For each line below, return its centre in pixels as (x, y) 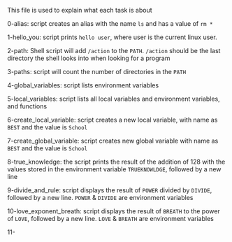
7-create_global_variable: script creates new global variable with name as (113, 141)
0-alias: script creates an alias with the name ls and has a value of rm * (110, 23)
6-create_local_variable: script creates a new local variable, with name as (113, 120)
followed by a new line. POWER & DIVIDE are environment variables (100, 198)
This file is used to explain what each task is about (80, 10)
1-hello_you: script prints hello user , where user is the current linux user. (113, 37)
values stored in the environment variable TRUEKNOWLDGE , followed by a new (114, 169)
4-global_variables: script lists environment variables (83, 85)
